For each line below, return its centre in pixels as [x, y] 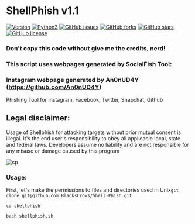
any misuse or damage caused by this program [63, 151]
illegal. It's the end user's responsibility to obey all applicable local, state [93, 138]
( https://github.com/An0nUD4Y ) [54, 87]
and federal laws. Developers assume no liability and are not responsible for [97, 144]
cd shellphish [23, 206]
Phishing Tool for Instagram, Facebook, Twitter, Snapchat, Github [85, 100]
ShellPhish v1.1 [42, 11]
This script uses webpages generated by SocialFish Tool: [89, 64]
